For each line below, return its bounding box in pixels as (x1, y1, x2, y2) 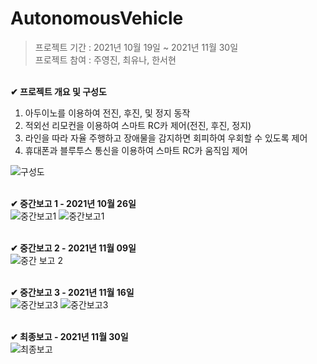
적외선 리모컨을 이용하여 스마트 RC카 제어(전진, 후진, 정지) (24, 119, 252, 131)
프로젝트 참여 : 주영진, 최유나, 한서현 (34, 53, 177, 66)
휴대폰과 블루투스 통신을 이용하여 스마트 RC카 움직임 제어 (24, 144, 248, 156)
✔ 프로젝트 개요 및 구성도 (10, 85, 107, 97)
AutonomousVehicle (10, 7, 184, 30)
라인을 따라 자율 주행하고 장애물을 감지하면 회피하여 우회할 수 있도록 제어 (24, 132, 308, 144)
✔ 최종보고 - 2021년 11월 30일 (10, 330, 129, 342)
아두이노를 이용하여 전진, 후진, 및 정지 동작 (24, 107, 191, 119)
